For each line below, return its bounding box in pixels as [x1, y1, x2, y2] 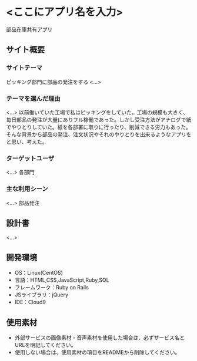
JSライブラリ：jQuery [14, 291, 69, 298]
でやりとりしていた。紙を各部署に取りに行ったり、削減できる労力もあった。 [6, 123, 191, 130]
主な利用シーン [6, 185, 48, 193]
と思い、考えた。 [6, 138, 48, 145]
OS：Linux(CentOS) [14, 269, 64, 276]
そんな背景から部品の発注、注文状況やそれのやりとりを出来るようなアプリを [6, 130, 192, 138]
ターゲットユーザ [6, 154, 55, 162]
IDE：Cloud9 [14, 299, 46, 306]
